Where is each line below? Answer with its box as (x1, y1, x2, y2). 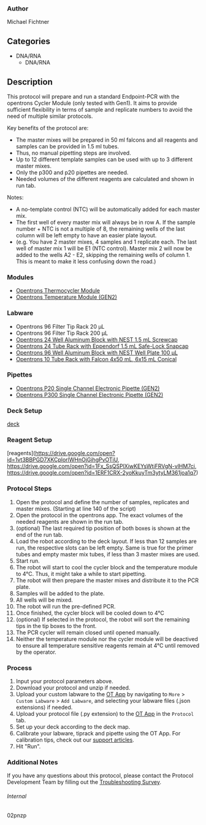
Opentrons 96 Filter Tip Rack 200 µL (15, 329, 109, 337)
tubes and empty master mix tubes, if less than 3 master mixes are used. (15, 550, 200, 558)
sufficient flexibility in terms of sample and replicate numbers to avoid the (7, 106, 193, 113)
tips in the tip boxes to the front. (15, 622, 97, 629)
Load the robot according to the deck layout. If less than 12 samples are (15, 537, 197, 545)
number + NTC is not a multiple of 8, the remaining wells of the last (15, 225, 186, 232)
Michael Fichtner (7, 18, 50, 26)
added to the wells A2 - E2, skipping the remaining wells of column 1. (15, 251, 191, 258)
